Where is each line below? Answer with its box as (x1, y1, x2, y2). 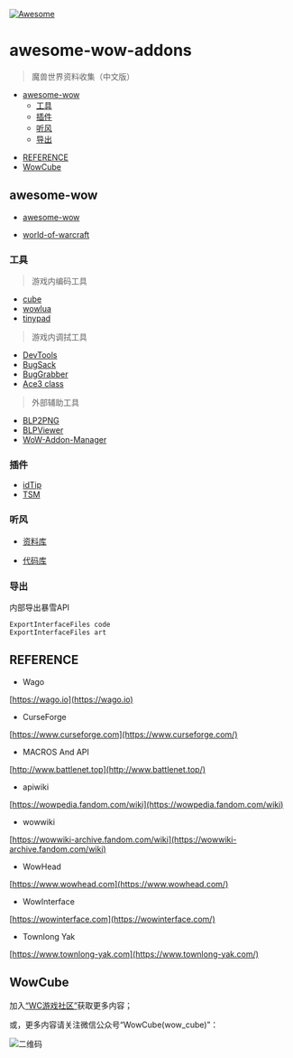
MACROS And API (22, 746, 90, 757)
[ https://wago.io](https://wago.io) (9, 694, 133, 705)
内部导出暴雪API (9, 602, 70, 613)
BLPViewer (22, 425, 64, 435)
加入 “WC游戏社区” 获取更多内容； (9, 999, 133, 1011)
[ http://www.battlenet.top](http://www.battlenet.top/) (9, 763, 206, 774)
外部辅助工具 (31, 398, 79, 408)
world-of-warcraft (22, 229, 90, 239)
